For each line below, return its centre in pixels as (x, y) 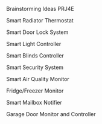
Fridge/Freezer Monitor (35, 91)
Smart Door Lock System (37, 32)
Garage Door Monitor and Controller (51, 114)
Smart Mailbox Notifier (34, 103)
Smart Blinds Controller (35, 56)
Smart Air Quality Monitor (38, 79)
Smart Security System (35, 67)
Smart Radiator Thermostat (40, 20)
